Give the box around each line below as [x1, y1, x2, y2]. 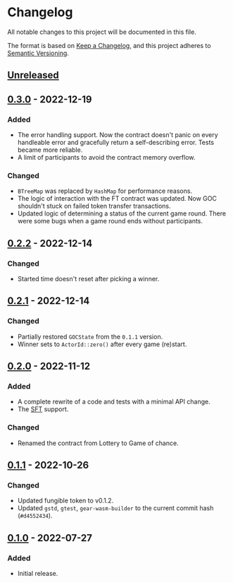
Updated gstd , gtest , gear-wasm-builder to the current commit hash [17, 504, 214, 512]
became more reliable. [17, 146, 83, 154]
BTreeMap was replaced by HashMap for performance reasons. [17, 187, 192, 195]
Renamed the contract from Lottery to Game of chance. [17, 439, 179, 447]
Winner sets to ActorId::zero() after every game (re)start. [17, 340, 187, 348]
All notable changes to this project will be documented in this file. [7, 28, 197, 36]
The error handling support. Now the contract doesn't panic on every [17, 131, 218, 139]
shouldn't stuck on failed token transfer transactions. [17, 202, 171, 211]
